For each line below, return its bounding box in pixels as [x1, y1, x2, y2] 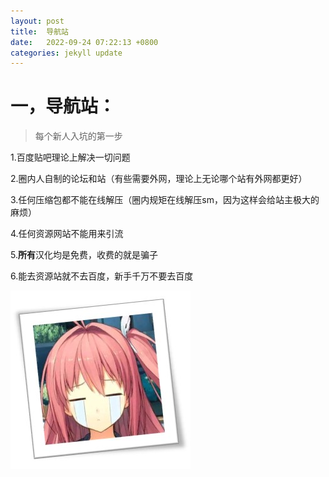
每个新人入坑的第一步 [34, 130, 123, 142]
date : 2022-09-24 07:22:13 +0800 [10, 37, 159, 47]
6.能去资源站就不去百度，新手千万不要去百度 [10, 270, 194, 282]
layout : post [10, 16, 65, 26]
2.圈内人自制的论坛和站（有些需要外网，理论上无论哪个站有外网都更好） [10, 173, 308, 185]
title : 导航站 [10, 26, 69, 37]
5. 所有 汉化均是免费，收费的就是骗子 [10, 249, 158, 261]
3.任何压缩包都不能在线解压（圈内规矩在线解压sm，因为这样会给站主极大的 [10, 194, 320, 206]
